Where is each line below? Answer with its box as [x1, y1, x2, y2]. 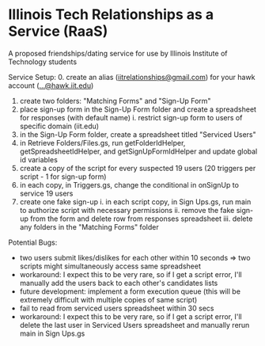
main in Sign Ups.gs [19, 329, 85, 338]
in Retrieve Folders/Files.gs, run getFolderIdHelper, [19, 138, 186, 147]
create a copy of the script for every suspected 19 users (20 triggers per [19, 163, 256, 173]
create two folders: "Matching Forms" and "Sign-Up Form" [19, 96, 211, 105]
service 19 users [19, 188, 74, 198]
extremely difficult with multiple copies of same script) [19, 295, 198, 304]
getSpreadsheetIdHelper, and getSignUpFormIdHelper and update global [19, 146, 258, 156]
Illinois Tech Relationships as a [8, 6, 214, 24]
